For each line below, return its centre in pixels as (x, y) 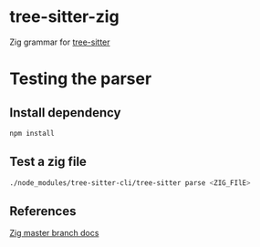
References (43, 211)
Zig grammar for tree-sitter (60, 42)
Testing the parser (81, 79)
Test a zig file (48, 162)
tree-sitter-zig (65, 17)
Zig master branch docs (54, 233)
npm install (32, 133)
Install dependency (65, 113)
